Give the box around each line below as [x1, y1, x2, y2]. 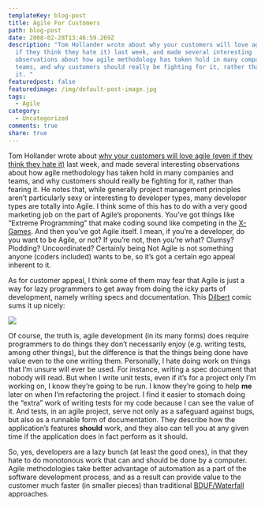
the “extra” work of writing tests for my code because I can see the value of [8, 398, 255, 407]
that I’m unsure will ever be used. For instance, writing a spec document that [8, 364, 257, 374]
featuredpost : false [8, 77, 77, 85]
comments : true [8, 122, 58, 130]
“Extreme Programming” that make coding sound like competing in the [8, 218, 237, 228]
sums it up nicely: [8, 300, 65, 310]
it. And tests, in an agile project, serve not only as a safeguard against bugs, [8, 406, 255, 416]
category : [8, 108, 41, 115]
